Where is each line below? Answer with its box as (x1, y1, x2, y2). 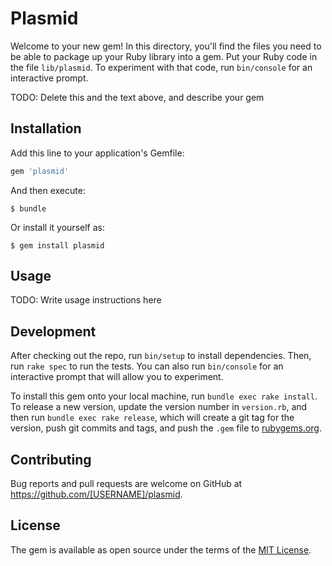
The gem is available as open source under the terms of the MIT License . (10, 543, 312, 556)
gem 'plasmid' (10, 166, 70, 176)
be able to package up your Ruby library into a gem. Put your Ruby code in (10, 50, 318, 62)
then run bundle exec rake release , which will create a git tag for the (10, 412, 295, 424)
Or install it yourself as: (10, 221, 105, 233)
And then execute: (10, 184, 86, 196)
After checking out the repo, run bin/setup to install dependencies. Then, (10, 350, 312, 362)
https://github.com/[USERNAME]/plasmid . (10, 488, 183, 501)
